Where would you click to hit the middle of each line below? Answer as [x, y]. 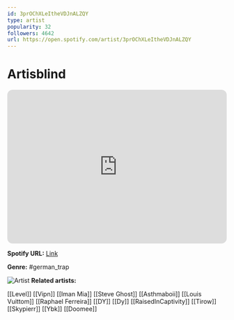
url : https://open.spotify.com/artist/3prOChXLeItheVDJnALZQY [99, 40]
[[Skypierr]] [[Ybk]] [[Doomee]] [52, 309]
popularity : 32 [29, 27]
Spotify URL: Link [33, 254]
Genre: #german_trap [38, 267]
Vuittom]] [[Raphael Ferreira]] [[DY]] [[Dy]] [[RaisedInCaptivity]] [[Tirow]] [112, 302]
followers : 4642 [31, 33]
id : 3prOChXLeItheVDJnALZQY [48, 14]
